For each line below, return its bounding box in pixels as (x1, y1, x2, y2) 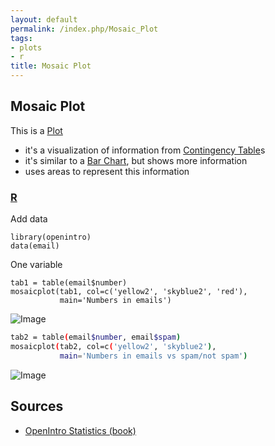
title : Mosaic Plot (10, 61, 92, 71)
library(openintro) (10, 232, 92, 243)
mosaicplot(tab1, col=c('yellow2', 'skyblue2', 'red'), (10, 287, 248, 297)
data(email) (10, 241, 60, 251)
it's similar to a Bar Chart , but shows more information (24, 154, 248, 166)
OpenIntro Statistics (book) (24, 424, 137, 436)
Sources (10, 398, 64, 415)
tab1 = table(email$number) (10, 278, 128, 288)
